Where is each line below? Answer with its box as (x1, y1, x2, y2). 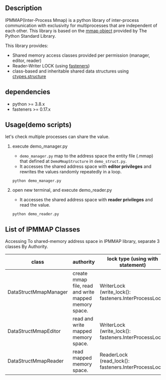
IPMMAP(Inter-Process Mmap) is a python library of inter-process (5, 17, 139, 23)
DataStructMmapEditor (7, 328, 61, 335)
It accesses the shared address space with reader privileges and (19, 197, 153, 203)
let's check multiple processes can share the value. (5, 134, 110, 140)
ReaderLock (99, 351, 128, 358)
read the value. (19, 202, 50, 208)
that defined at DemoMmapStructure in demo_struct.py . (19, 158, 127, 164)
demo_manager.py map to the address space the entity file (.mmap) (19, 153, 154, 159)
